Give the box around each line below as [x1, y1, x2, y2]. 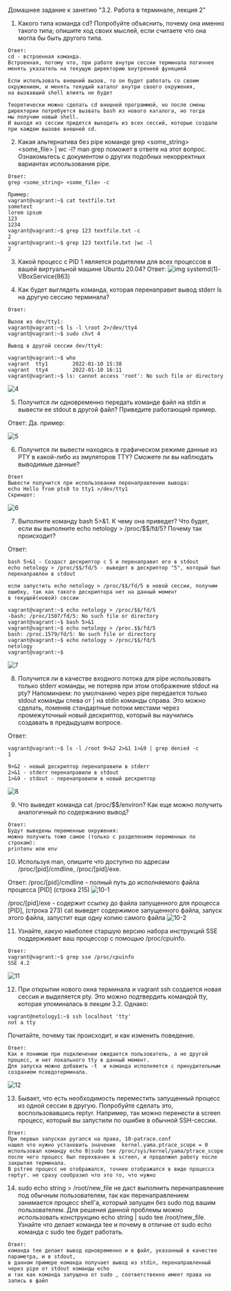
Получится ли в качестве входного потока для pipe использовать [17, 674, 212, 682]
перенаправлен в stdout [8, 570, 76, 577]
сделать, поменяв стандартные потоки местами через [17, 703, 179, 712]
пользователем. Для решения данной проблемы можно [17, 1206, 184, 1214]
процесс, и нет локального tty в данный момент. [8, 1057, 150, 1063]
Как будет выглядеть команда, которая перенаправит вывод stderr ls [17, 286, 222, 294]
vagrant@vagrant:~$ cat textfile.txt [8, 197, 116, 204]
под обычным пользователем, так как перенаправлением [17, 1191, 189, 1199]
